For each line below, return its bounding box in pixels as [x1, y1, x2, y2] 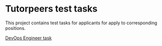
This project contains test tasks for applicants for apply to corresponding [5, 20, 157, 26]
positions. [5, 25, 26, 31]
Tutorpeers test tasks [5, 3, 98, 15]
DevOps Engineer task [5, 35, 52, 41]
